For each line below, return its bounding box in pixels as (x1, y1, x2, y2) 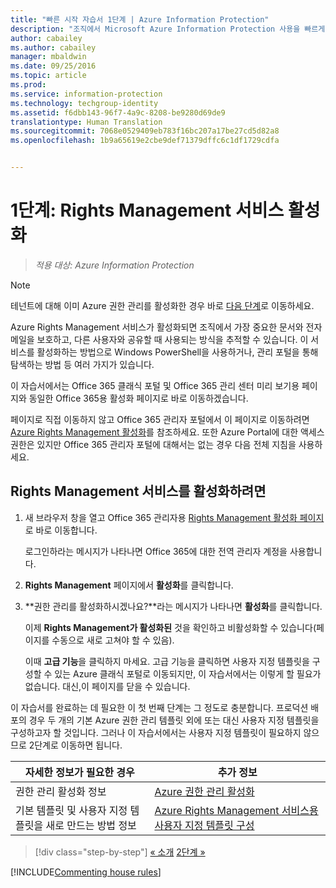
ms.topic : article (10, 71, 87, 81)
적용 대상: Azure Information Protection (34, 259, 195, 271)
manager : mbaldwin (10, 52, 87, 62)
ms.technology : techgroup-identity (10, 98, 159, 108)
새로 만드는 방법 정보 (45, 818, 137, 832)
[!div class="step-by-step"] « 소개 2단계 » (34, 846, 206, 858)
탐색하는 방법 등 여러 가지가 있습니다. (10, 358, 155, 370)
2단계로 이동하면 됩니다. (28, 739, 123, 751)
